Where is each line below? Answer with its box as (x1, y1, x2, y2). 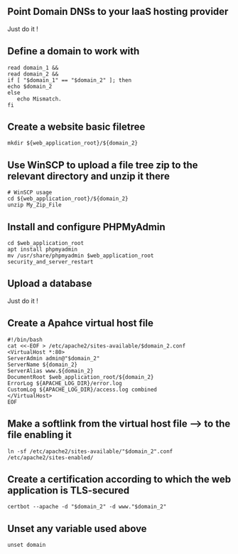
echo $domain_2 (7, 83, 53, 90)
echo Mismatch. (16, 95, 62, 103)
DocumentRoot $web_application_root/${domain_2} (7, 373, 154, 380)
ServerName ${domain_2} (7, 361, 78, 368)
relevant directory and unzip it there (7, 170, 171, 182)
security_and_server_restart (7, 258, 94, 266)
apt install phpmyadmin (7, 246, 78, 254)
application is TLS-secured (7, 484, 130, 496)
